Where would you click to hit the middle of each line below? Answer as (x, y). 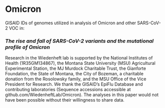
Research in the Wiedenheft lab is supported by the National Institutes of (79, 58)
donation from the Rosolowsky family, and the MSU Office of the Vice (76, 79)
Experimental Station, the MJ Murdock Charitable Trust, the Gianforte (76, 68)
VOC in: (17, 28)
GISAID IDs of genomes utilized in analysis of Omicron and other (71, 23)
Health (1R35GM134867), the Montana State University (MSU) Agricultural (80, 63)
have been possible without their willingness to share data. (65, 100)
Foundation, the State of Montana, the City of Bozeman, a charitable (74, 74)
